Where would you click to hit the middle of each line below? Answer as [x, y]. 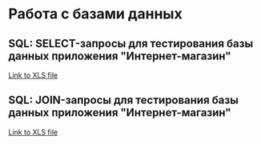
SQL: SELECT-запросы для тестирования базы [131, 44]
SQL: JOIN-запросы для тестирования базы [123, 100]
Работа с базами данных [95, 14]
